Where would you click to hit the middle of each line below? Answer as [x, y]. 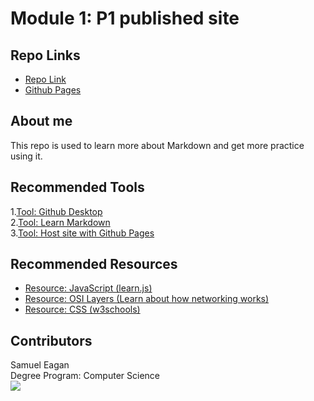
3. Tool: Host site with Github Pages [82, 233]
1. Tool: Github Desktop [56, 211]
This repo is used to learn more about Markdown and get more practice [157, 145]
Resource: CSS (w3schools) [82, 309]
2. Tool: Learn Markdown [60, 222]
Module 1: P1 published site [125, 18]
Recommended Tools [77, 187]
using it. [26, 156]
